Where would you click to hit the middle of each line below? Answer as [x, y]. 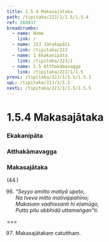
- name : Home [28, 34]
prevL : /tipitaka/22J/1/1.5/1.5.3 [49, 77]
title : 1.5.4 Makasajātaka [40, 11]
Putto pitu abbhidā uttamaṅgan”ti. [57, 210]
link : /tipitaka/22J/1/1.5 [50, 72]
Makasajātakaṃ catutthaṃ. [48, 233]
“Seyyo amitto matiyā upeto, [50, 191]
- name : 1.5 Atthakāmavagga [47, 66]
